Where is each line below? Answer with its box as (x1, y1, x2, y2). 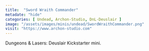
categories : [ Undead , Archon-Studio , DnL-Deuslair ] (5, 17, 122, 22)
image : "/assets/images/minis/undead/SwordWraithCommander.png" (5, 21, 144, 27)
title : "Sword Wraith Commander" (5, 7, 79, 13)
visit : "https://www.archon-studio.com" (5, 26, 93, 31)
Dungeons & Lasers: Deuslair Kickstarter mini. (5, 40, 102, 46)
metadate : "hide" (5, 12, 42, 17)
